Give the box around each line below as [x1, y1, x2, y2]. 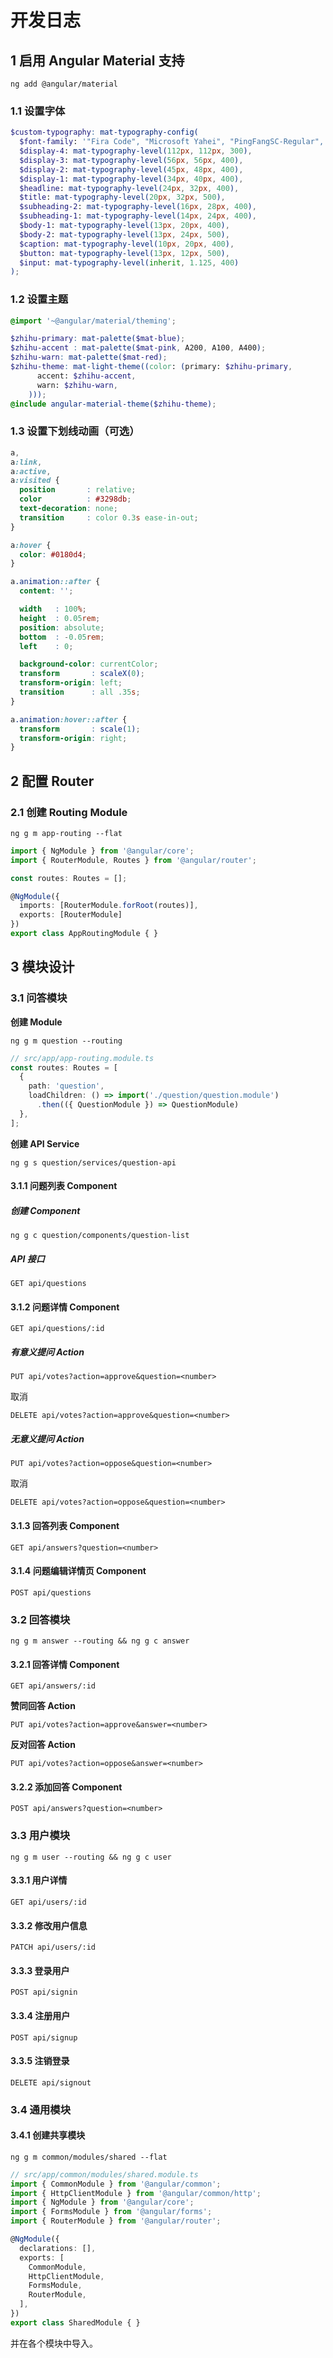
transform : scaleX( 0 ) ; [19, 669, 145, 679]
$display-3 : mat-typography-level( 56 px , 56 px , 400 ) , [19, 155, 244, 165]
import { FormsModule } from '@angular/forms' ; [10, 2207, 213, 2217]
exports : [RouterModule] [19, 910, 123, 920]
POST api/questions [10, 1587, 92, 1598]
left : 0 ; [19, 641, 74, 651]
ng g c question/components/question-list [10, 1231, 190, 1241]
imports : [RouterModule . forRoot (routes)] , [19, 901, 199, 911]
